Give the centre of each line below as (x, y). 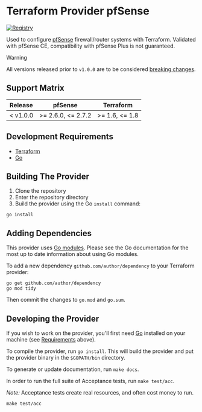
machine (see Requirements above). (51, 339)
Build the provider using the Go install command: (77, 204)
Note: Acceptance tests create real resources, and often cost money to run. (100, 392)
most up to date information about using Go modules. (72, 254)
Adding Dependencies (49, 233)
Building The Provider (48, 176)
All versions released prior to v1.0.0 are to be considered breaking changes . (101, 69)
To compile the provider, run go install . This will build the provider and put (100, 351)
